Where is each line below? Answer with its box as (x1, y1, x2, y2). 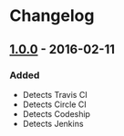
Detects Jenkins (22, 118, 84, 129)
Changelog (9, 5, 95, 26)
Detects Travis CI (22, 89, 88, 100)
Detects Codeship (22, 108, 91, 119)
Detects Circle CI (22, 99, 87, 110)
